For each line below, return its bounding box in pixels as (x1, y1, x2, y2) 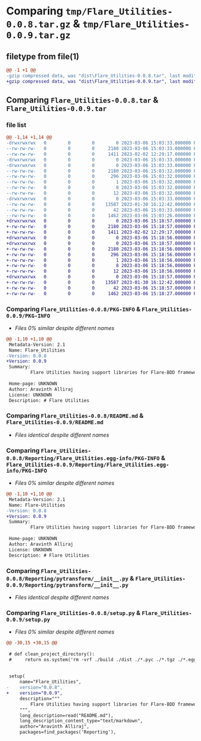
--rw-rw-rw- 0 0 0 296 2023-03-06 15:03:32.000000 (6, 173, 191, 179)
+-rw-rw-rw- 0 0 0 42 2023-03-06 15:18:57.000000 (6, 285, 191, 291)
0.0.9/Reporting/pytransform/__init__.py (6, 581, 129, 589)
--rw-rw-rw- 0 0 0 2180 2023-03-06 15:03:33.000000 (6, 146, 191, 152)
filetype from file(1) (6, 51, 80, 61)
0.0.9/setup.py (6, 616, 51, 623)
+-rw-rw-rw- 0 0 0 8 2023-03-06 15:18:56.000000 (6, 263, 191, 269)
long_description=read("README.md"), (19, 712, 114, 718)
